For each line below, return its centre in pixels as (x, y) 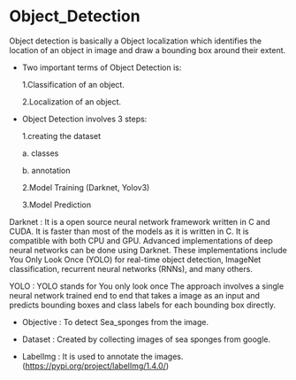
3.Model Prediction (57, 205)
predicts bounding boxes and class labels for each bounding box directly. (143, 305)
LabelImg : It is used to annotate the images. (102, 356)
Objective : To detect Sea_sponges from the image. (115, 322)
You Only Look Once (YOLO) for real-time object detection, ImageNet (135, 260)
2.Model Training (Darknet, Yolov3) (86, 187)
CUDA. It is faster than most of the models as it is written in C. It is (129, 231)
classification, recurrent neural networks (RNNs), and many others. (131, 268)
